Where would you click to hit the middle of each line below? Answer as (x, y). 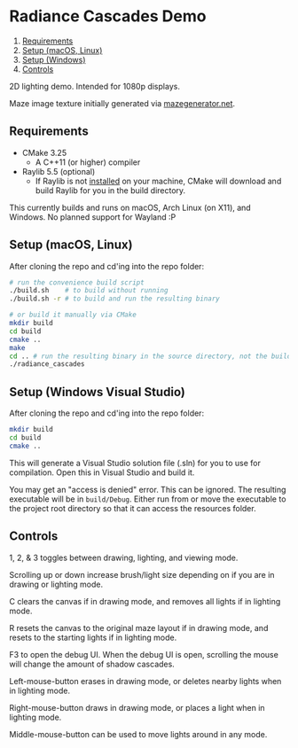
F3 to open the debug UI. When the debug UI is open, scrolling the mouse (144, 654)
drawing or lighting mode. (56, 584)
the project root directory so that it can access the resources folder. (133, 508)
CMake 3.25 (44, 152)
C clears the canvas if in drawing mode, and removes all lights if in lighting (145, 601)
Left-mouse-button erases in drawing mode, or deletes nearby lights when (145, 681)
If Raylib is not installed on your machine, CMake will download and (158, 181)
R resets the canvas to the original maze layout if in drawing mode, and (139, 627)
